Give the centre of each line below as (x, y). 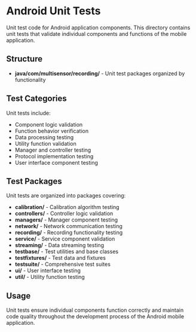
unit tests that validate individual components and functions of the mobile (97, 33)
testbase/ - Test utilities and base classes (66, 251)
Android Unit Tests (53, 11)
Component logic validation (49, 124)
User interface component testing (56, 162)
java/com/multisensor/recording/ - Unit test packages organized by (100, 73)
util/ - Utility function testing (50, 277)
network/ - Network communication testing (68, 226)
